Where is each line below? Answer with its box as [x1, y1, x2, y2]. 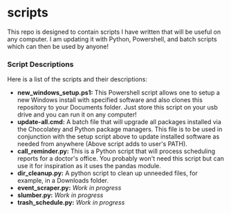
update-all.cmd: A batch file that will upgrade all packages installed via [17, 118, 221, 126]
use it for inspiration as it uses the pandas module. [17, 162, 161, 170]
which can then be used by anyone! [7, 42, 109, 50]
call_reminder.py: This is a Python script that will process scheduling [17, 147, 216, 156]
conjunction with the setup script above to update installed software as [17, 132, 220, 141]
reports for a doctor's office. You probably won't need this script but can [17, 154, 225, 163]
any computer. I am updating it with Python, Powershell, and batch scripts [7, 34, 217, 43]
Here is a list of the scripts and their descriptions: [7, 75, 147, 83]
